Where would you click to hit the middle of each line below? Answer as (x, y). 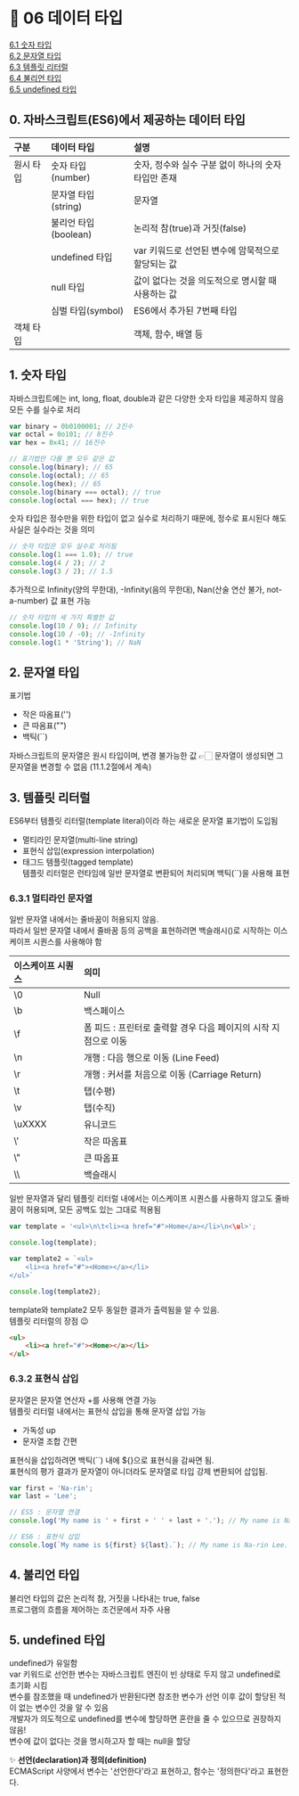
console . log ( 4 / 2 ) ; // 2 (57, 563)
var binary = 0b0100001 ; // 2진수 (71, 426)
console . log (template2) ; (55, 1292)
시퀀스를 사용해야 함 (67, 942)
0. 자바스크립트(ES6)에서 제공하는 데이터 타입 (128, 120)
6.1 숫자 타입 (31, 45)
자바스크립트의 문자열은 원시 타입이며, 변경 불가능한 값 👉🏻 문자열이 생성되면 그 (146, 756)
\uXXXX (30, 1124)
